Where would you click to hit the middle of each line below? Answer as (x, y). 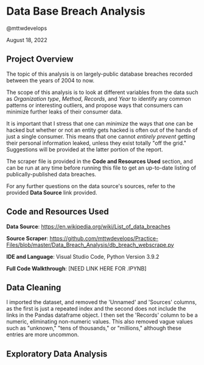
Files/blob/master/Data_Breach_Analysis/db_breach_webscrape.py (90, 245)
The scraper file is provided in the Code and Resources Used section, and (100, 161)
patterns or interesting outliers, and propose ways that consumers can (95, 105)
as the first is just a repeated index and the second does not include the (96, 309)
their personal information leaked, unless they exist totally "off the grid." (97, 143)
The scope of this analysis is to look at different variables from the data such (102, 92)
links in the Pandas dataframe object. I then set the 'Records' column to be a (102, 315)
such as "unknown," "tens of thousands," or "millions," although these (94, 328)
